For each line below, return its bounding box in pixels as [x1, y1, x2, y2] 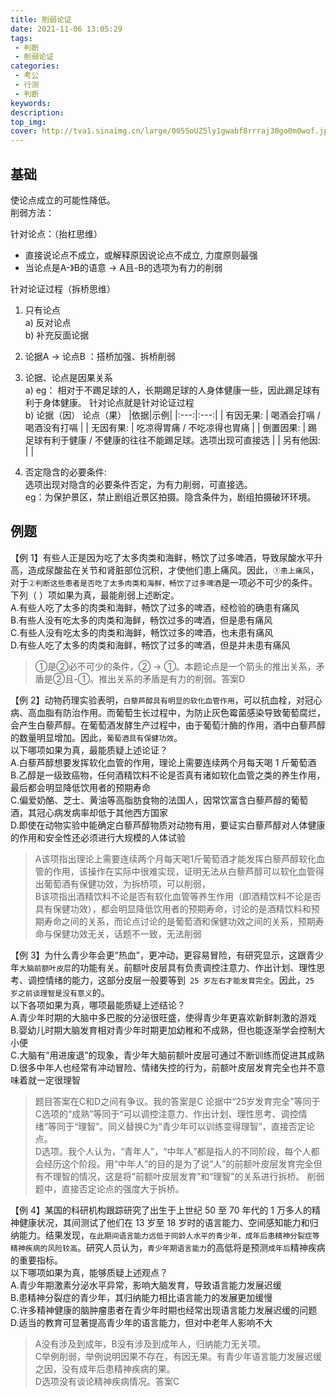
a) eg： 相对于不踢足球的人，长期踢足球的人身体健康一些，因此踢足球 [24, 384, 312, 396]
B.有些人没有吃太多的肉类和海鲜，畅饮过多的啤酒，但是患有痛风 [10, 614, 273, 626]
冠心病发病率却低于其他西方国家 [36, 806, 168, 818]
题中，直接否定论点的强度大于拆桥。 [34, 1182, 185, 1195]
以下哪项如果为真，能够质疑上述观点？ [10, 1266, 168, 1278]
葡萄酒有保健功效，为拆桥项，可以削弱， [43, 877, 211, 890]
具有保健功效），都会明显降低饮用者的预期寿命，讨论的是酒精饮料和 [34, 902, 312, 915]
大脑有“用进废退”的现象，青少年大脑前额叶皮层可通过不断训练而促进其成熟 [19, 1049, 325, 1061]
